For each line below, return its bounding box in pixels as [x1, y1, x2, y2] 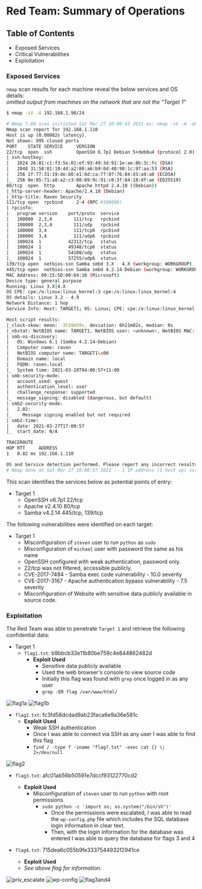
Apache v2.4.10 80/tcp [23, 502, 81, 510]
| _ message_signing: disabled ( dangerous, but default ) [6, 395, 152, 401]
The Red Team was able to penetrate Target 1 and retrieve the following [6, 625, 185, 632]
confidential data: [6, 631, 50, 638]
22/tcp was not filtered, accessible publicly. [23, 564, 132, 572]
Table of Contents [6, 28, 75, 39]
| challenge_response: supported [6, 390, 96, 396]
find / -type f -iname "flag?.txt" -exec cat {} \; [32, 744, 165, 750]
